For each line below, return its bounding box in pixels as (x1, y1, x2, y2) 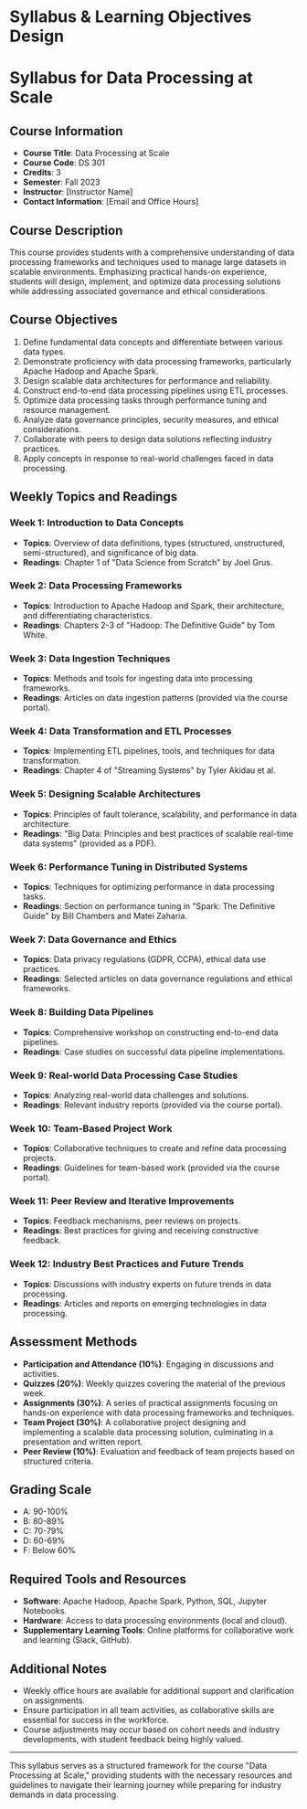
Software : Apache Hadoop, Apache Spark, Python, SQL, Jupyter (22, 1596, 268, 1607)
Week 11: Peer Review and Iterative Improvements (9, 1195, 235, 1208)
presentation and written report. (22, 1436, 143, 1447)
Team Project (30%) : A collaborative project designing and (22, 1416, 247, 1427)
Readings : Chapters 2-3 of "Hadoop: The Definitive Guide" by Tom (22, 619, 276, 630)
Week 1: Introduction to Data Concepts (9, 516, 185, 529)
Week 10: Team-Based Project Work (9, 1122, 173, 1135)
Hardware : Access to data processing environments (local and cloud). (22, 1615, 288, 1626)
